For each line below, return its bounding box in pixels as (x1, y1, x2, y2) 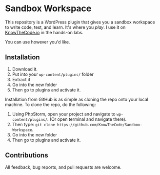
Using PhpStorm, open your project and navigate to (12, 111, 116, 117)
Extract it (12, 76, 31, 82)
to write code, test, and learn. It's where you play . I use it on (5, 24, 126, 30)
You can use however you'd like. (5, 39, 70, 44)
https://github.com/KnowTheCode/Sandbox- (57, 122, 142, 127)
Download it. (12, 66, 38, 72)
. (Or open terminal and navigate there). (47, 116, 127, 122)
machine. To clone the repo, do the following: (5, 101, 96, 108)
